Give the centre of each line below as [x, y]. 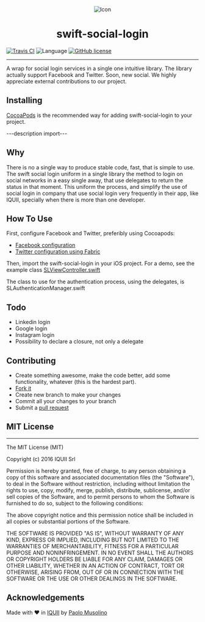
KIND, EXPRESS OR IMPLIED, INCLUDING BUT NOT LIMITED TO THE [93, 540]
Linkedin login [33, 322]
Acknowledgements [45, 598]
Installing [24, 101]
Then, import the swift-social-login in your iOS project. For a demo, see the [101, 263]
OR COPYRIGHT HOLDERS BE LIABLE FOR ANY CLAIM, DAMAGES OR [95, 559]
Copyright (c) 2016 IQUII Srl [41, 459]
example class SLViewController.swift [53, 270]
